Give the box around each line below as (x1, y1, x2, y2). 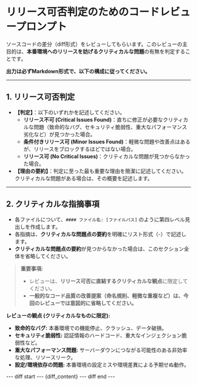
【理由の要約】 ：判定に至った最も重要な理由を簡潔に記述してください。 (14, 167, 186, 174)
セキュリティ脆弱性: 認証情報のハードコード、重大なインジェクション (14, 332, 182, 339)
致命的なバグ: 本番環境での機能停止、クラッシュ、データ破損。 (14, 324, 167, 332)
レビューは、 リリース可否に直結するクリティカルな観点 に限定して (29, 277, 188, 285)
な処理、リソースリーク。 (14, 353, 76, 361)
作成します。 (30, 223, 61, 230)
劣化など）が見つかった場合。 (23, 130, 96, 138)
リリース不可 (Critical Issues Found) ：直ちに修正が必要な (23, 116, 163, 123)
